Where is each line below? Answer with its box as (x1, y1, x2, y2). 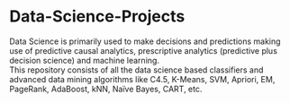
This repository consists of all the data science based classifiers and (9, 64, 264, 75)
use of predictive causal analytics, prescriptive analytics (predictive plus (9, 45, 277, 56)
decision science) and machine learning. (9, 55, 160, 65)
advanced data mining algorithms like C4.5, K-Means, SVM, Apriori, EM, (9, 73, 276, 84)
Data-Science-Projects (9, 6, 186, 27)
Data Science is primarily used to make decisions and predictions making (9, 36, 281, 47)
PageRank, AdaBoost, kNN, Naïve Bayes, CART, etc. (9, 83, 203, 94)
